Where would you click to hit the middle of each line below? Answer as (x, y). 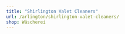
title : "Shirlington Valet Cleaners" (52, 11)
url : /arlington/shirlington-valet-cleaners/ (62, 17)
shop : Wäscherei (26, 22)
